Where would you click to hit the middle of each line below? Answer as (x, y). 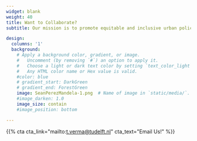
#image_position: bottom (47, 109)
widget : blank (23, 11)
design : (16, 39)
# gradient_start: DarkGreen (52, 82)
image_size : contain (42, 104)
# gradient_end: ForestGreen (52, 88)
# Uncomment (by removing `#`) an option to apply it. (88, 60)
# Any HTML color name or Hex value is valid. (77, 71)
